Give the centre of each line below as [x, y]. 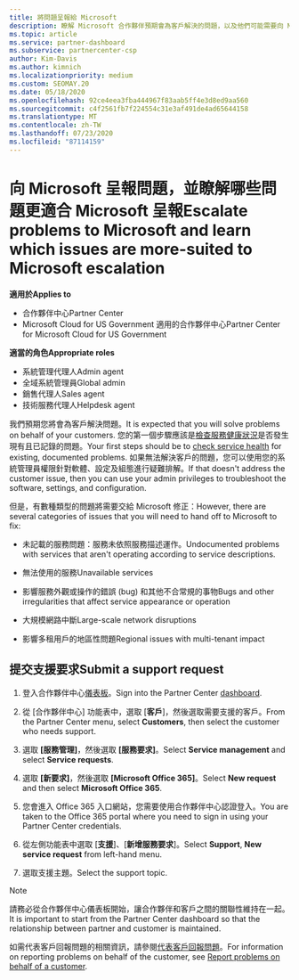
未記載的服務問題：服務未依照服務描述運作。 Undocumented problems [151, 543]
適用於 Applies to [40, 294]
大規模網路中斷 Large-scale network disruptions [109, 619]
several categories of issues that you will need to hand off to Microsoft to [143, 516]
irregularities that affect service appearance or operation [126, 601]
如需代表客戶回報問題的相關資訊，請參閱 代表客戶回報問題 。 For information [146, 946]
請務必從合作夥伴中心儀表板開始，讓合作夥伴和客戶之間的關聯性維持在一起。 [149, 909]
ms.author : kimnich [45, 68]
